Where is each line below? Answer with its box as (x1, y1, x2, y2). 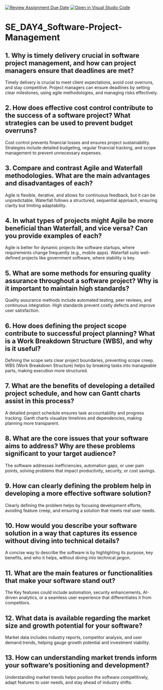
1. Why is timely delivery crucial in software (5, 51, 140, 59)
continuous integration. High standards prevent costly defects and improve (5, 302, 155, 309)
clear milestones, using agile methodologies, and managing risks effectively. (5, 90, 158, 95)
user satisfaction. (5, 308, 40, 313)
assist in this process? (5, 397, 74, 405)
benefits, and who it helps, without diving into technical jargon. (5, 555, 131, 561)
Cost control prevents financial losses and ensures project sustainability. (5, 139, 150, 145)
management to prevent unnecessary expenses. (5, 150, 102, 156)
